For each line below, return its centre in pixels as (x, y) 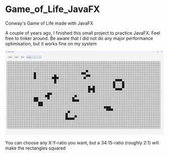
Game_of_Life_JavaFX (53, 9)
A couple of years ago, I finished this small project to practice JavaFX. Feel (83, 33)
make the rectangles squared (35, 148)
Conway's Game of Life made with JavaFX (49, 23)
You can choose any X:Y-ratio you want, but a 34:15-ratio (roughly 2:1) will (82, 142)
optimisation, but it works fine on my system (51, 43)
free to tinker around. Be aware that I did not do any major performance (79, 38)
